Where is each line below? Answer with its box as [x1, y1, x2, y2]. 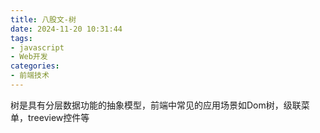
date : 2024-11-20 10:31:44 [10, 24, 123, 34]
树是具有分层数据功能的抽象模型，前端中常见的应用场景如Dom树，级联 [10, 99, 302, 111]
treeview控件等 [27, 111, 90, 123]
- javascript [10, 42, 65, 53]
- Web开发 [10, 52, 48, 62]
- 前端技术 [10, 71, 50, 81]
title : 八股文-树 [10, 14, 77, 25]
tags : [10, 33, 33, 43]
